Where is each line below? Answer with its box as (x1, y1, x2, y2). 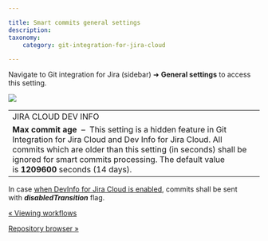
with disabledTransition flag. (8, 193, 105, 203)
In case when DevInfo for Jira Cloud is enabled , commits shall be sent (8, 184, 238, 194)
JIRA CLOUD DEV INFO (12, 111, 100, 122)
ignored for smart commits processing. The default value (12, 154, 226, 165)
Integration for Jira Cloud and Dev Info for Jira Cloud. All (12, 134, 223, 145)
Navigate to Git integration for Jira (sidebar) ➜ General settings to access (8, 69, 251, 80)
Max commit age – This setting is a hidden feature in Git (12, 124, 227, 136)
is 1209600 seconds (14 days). (12, 164, 132, 176)
